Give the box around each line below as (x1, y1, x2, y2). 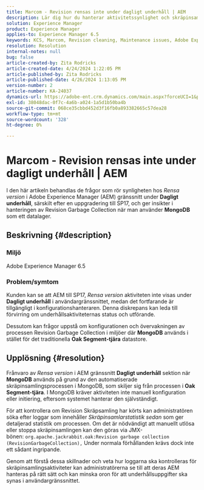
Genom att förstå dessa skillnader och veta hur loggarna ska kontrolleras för (6, 457, 197, 464)
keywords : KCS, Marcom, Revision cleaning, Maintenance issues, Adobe (6, 37, 189, 43)
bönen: (6, 433, 24, 440)
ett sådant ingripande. (6, 446, 62, 453)
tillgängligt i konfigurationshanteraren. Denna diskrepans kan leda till (6, 304, 178, 312)
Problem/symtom (6, 278, 59, 286)
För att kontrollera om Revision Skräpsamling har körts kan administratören (6, 407, 193, 414)
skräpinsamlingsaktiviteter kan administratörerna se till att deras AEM (6, 464, 180, 471)
